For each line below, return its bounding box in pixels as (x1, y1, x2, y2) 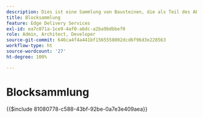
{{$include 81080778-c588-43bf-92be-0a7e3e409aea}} (6, 105, 148, 113)
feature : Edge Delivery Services (6, 20, 91, 26)
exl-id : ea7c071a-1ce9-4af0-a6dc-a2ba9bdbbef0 (6, 25, 126, 32)
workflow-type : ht (6, 43, 53, 49)
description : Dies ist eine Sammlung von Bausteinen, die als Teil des (6, 8, 190, 15)
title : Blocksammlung (6, 15, 61, 21)
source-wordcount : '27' (6, 48, 66, 54)
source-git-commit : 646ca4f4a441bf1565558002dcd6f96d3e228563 (6, 37, 166, 43)
